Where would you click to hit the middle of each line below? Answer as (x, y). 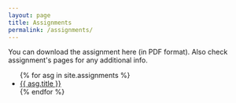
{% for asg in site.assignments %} (75, 76)
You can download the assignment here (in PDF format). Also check (118, 52)
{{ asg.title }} (40, 83)
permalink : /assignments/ (50, 30)
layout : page (29, 15)
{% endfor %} (42, 92)
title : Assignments (40, 23)
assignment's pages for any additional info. (78, 60)
